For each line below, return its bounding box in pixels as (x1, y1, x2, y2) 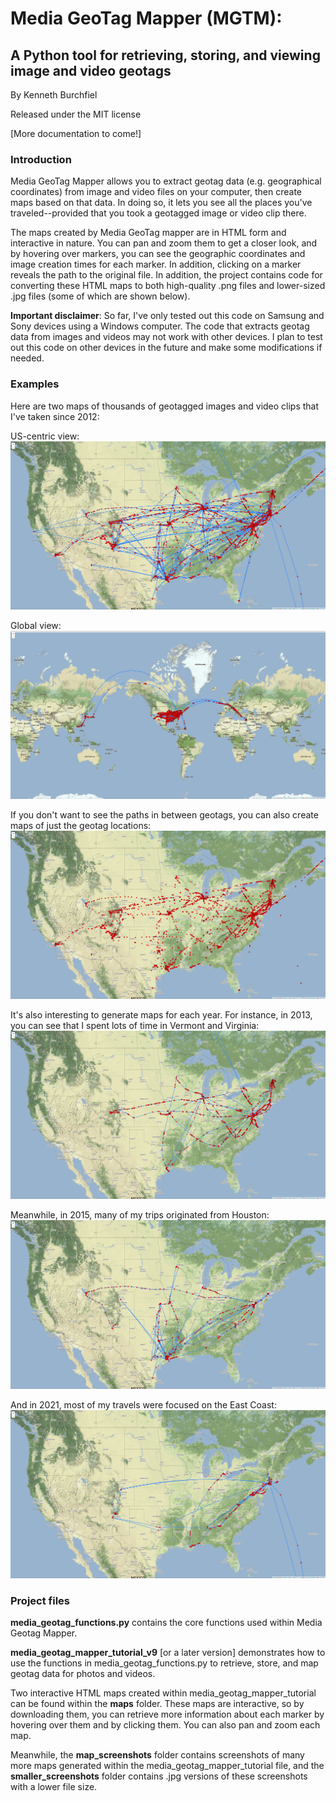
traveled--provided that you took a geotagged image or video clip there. (10, 207, 307, 219)
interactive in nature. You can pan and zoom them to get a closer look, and (10, 237, 318, 249)
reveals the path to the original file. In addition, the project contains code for (10, 269, 323, 281)
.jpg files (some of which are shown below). (10, 290, 191, 302)
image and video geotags (10, 62, 172, 79)
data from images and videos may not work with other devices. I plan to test (10, 331, 323, 343)
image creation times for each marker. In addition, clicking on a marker (10, 258, 302, 271)
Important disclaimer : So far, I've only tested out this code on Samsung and (10, 310, 325, 322)
